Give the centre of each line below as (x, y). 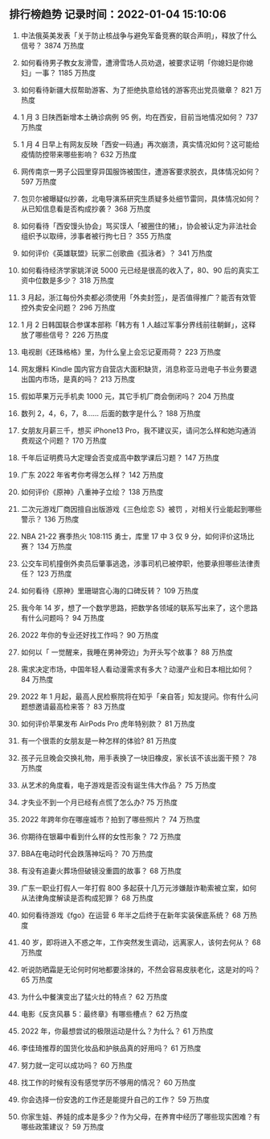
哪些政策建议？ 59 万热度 (62, 1126)
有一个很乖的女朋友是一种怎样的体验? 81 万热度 (99, 741)
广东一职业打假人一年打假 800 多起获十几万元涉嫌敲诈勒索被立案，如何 (138, 888)
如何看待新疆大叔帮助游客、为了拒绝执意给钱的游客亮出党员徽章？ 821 (137, 89)
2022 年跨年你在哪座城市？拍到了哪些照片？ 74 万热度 (110, 819)
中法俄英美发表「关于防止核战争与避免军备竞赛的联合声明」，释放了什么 (139, 35)
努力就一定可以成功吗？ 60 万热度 (77, 1065)
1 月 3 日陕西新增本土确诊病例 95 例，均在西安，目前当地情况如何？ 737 (139, 117)
